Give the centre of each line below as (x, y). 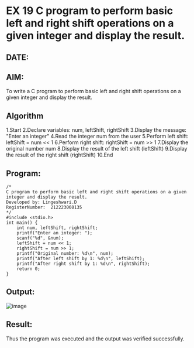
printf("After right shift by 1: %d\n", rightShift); (83, 264)
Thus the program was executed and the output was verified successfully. (96, 339)
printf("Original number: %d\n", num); (65, 254)
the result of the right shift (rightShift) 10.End (60, 155)
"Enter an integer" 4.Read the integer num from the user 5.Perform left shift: (97, 137)
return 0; (29, 269)
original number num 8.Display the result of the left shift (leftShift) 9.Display (97, 149)
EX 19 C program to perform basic (90, 11)
